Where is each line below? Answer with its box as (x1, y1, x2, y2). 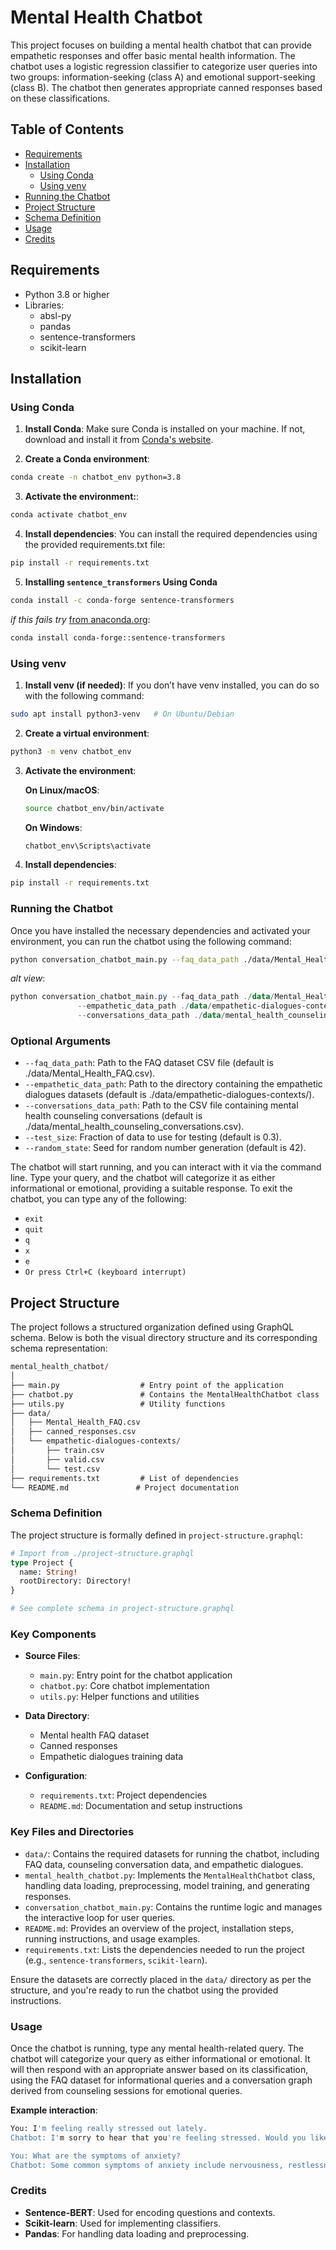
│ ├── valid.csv (10, 1454, 105, 1465)
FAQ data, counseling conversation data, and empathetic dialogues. (24, 1858, 304, 1870)
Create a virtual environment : (24, 727, 150, 739)
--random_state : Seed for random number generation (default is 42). (24, 1142, 307, 1154)
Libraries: (24, 299, 65, 311)
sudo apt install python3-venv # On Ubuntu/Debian (10, 709, 235, 719)
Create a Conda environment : (24, 453, 150, 465)
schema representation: (10, 1342, 108, 1355)
